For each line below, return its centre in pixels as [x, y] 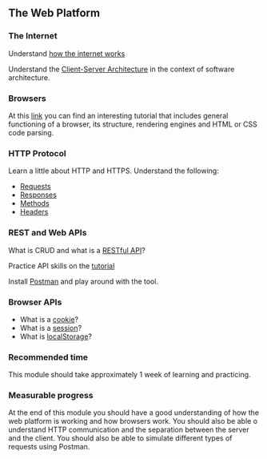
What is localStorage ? [56, 336]
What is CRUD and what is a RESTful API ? [77, 250]
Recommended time [48, 357]
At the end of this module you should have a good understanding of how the [134, 413]
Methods [34, 203]
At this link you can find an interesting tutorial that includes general [118, 115]
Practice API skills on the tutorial [62, 266]
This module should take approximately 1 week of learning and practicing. [130, 375]
